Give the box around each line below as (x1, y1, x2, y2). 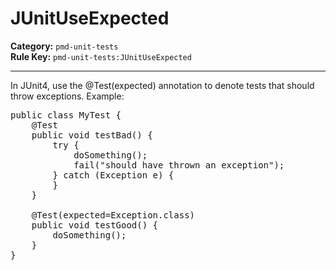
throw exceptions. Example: (10, 90, 125, 102)
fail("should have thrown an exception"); (73, 159, 285, 171)
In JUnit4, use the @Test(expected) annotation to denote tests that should (10, 79, 315, 91)
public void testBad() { (31, 129, 153, 141)
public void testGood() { (31, 219, 159, 231)
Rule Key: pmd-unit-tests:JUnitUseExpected (10, 50, 192, 62)
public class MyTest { (10, 109, 122, 121)
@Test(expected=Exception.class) (31, 209, 196, 221)
